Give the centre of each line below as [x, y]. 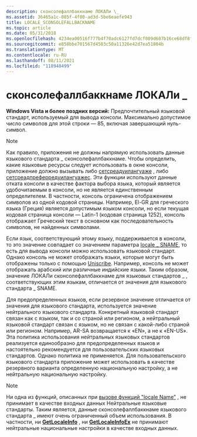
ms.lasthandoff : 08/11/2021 [40, 60]
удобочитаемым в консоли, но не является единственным [79, 190]
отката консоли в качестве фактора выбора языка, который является [93, 184]
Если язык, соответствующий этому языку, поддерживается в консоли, [96, 238]
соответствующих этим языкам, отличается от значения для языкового [96, 282]
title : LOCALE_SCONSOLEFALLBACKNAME [51, 22]
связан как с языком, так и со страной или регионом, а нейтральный [93, 318]
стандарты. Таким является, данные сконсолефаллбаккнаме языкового [96, 409]
